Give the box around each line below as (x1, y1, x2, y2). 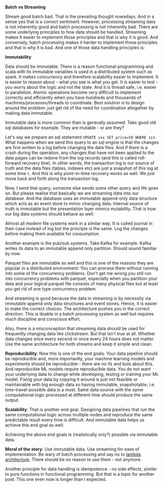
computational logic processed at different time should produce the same (5, 392, 153, 398)
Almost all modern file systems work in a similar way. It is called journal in (5, 220, 153, 226)
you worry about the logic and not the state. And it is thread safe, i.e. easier (5, 84, 157, 90)
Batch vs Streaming (5, 4, 46, 10)
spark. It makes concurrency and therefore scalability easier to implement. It (5, 74, 159, 79)
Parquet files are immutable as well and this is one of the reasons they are (5, 260, 154, 266)
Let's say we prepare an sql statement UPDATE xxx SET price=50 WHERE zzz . (5, 134, 157, 140)
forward (5, 160, 21, 166)
